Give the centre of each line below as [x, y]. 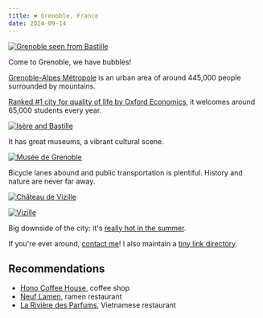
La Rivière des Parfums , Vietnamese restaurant [98, 305]
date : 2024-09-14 [37, 23]
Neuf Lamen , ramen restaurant [71, 297]
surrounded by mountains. [52, 86]
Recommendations [57, 268]
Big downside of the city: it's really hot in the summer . [97, 228]
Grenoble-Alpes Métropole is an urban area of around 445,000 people [125, 77]
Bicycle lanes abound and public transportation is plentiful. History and [125, 172]
